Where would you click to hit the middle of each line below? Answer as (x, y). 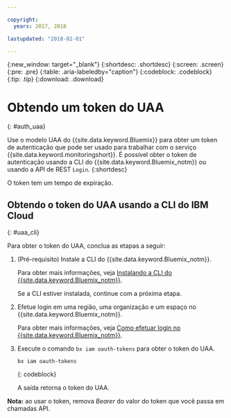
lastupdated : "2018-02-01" (46, 39)
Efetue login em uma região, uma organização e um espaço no (106, 307)
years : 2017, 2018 (40, 26)
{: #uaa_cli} (23, 233)
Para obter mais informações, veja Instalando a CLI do (94, 273)
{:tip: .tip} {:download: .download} (55, 79)
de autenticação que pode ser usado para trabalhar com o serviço (102, 147)
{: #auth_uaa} (27, 126)
